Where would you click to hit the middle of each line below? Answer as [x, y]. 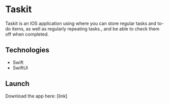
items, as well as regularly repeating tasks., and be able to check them [86, 28]
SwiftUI [20, 67]
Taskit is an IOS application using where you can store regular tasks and [81, 23]
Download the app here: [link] [36, 96]
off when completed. [27, 34]
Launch [17, 84]
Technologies [27, 50]
